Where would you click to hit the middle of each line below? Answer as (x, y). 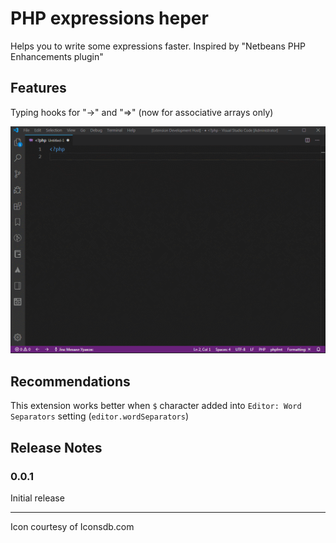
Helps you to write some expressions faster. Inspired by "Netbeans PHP (158, 46)
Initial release (37, 498)
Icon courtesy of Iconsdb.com (72, 526)
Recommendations (70, 381)
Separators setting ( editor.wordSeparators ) (99, 416)
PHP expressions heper (109, 18)
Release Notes (56, 447)
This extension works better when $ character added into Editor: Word (156, 406)
